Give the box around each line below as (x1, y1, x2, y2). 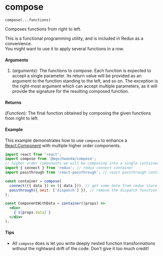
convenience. (5, 40, 33, 46)
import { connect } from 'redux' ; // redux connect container (5, 166, 133, 171)
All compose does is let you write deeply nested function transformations (12, 240, 155, 246)
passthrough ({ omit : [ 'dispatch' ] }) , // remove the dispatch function (9, 188, 158, 193)
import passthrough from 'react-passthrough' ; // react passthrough (5, 170, 147, 175)
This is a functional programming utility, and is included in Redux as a (5, 35, 144, 41)
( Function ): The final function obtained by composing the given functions (5, 110, 151, 116)
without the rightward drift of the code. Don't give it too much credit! (12, 246, 149, 251)
